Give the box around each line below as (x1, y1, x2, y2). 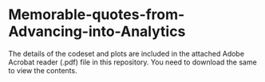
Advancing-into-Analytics (8, 22, 186, 41)
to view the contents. (8, 65, 77, 75)
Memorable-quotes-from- (8, 6, 185, 24)
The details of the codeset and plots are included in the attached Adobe (8, 49, 245, 58)
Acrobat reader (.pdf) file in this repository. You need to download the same (8, 57, 257, 67)
